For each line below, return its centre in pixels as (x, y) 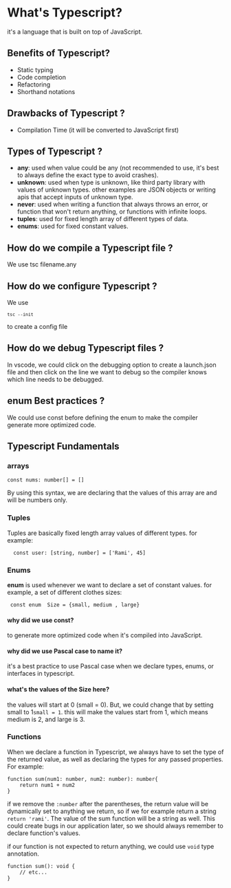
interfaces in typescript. (41, 674)
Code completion (42, 77)
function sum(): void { (41, 866)
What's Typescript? (65, 13)
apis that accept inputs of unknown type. (75, 197)
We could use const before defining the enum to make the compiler (102, 418)
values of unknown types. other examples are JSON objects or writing (117, 190)
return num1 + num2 (47, 785)
